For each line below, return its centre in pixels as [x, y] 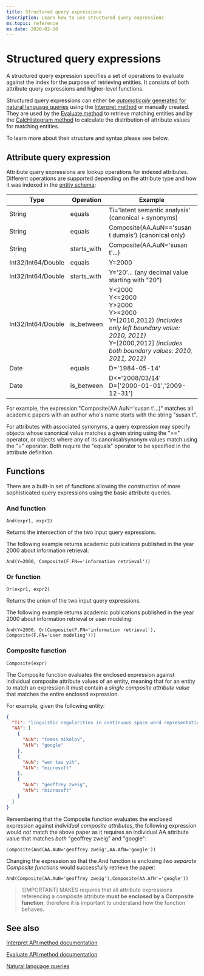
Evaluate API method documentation [52, 955]
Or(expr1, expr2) [28, 590]
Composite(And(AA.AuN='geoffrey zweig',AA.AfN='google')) [81, 850]
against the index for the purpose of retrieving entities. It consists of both [98, 82]
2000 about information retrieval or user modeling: [70, 619]
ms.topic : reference [32, 23]
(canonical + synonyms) [143, 218]
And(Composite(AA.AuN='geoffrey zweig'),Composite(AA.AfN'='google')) [97, 878]
